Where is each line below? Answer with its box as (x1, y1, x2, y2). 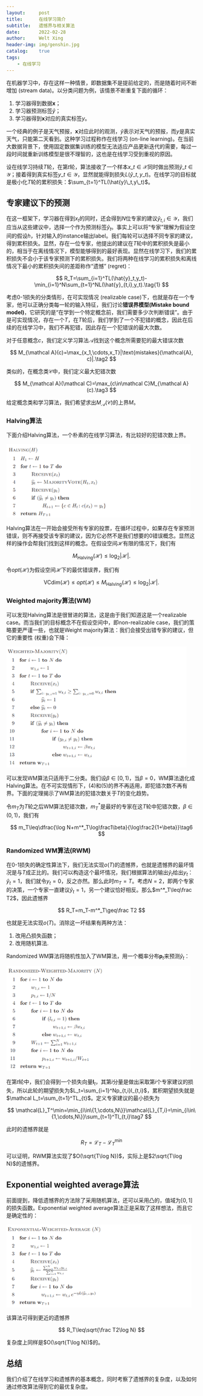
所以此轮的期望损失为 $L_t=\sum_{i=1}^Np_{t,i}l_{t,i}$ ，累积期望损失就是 (16, 1087, 195, 1094)
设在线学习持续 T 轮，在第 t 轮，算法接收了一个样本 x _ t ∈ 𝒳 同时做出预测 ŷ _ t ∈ (6, 163, 193, 170)
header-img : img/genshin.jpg (6, 42, 80, 48)
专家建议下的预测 (6, 198, 70, 208)
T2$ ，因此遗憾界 (6, 894, 48, 902)
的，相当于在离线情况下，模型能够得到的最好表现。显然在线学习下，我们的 (6, 247, 192, 254)
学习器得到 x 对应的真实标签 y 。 (14, 115, 91, 122)
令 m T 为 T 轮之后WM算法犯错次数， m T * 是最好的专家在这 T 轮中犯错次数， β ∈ (6, 802, 193, 811)
